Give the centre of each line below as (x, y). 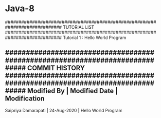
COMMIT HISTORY (56, 68)
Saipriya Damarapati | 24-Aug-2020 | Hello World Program (64, 110)
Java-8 (20, 9)
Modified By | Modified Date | (73, 91)
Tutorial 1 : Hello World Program (95, 38)
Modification (25, 99)
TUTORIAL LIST (79, 27)
